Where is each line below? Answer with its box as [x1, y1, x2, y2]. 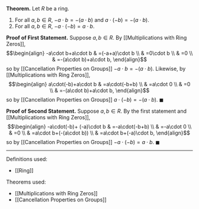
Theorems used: [6, 178, 46, 185]
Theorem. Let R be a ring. [6, 5, 69, 12]
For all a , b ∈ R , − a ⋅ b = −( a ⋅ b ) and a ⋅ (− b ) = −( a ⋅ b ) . [14, 17, 149, 23]
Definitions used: [6, 156, 47, 162]
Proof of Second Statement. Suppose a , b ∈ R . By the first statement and [6, 107, 187, 115]
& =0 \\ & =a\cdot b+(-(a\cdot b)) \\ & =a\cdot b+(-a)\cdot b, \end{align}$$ [8, 129, 191, 136]
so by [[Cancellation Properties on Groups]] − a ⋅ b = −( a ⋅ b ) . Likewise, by [6, 65, 186, 72]
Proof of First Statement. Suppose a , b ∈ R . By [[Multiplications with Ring [6, 34, 187, 41]
